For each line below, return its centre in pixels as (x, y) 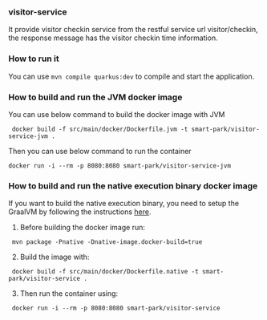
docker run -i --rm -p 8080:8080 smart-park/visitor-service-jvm (119, 166)
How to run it (34, 59)
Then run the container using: (69, 294)
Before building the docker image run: (83, 228)
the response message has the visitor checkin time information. (113, 38)
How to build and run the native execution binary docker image (133, 185)
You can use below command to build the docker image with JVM (117, 114)
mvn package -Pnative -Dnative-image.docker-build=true (107, 242)
